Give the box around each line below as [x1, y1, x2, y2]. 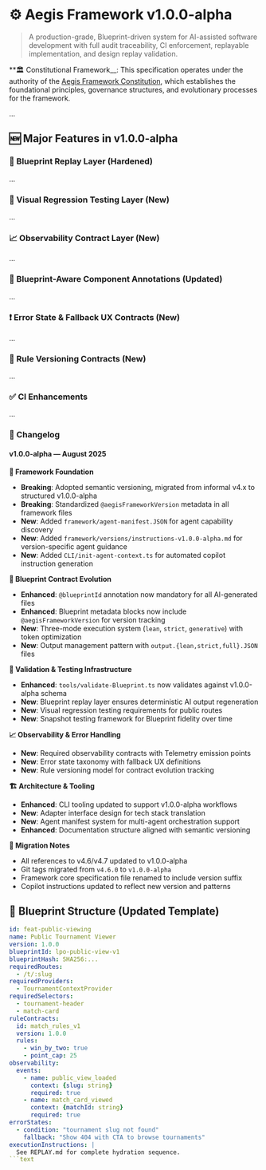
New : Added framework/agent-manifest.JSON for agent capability [20, 516, 233, 526]
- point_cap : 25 [23, 1052, 78, 1060]
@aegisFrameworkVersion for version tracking [20, 615, 166, 624]
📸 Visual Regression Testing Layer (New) [9, 194, 170, 205]
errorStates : [9, 1119, 53, 1127]
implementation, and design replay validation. [28, 49, 178, 58]
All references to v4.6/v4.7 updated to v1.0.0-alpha [20, 856, 188, 865]
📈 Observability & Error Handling [9, 729, 122, 739]
